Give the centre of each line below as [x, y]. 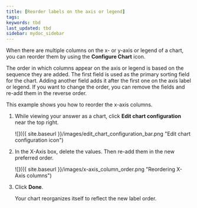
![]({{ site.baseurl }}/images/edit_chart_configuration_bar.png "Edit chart [102, 134]
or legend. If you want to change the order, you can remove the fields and [96, 87]
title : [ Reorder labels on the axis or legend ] [66, 12]
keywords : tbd [24, 22]
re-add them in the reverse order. [47, 93]
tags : [13, 17]
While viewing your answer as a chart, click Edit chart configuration [98, 116]
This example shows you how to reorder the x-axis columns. [79, 105]
